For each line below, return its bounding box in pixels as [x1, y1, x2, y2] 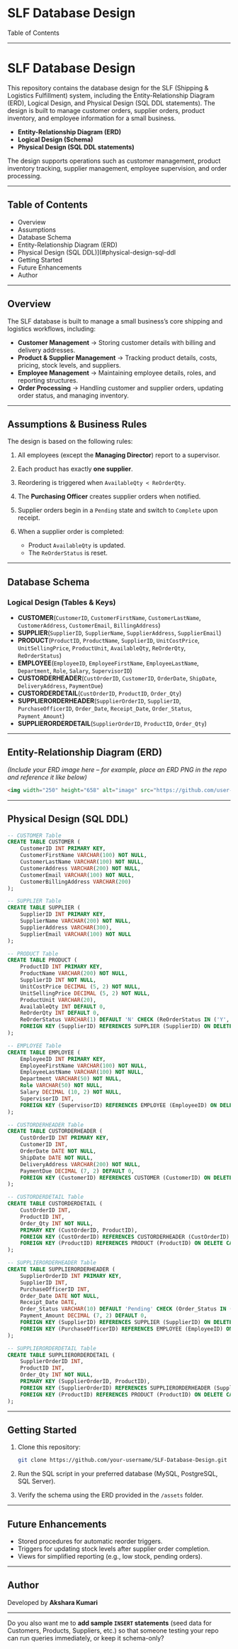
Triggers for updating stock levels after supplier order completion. [17, 1544, 210, 1553]
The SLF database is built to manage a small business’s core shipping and [7, 316, 223, 325]
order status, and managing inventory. [17, 391, 130, 400]
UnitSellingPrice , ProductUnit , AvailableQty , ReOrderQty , [17, 644, 186, 652]
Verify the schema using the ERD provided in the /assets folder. [17, 1491, 204, 1500]
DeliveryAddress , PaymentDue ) [17, 681, 103, 690]
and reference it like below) [7, 773, 87, 781]
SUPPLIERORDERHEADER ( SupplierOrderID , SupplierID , [17, 697, 182, 705]
